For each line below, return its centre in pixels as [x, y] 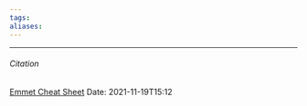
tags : [20, 18]
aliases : [26, 26]
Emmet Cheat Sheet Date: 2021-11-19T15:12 [91, 92]
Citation [24, 63]
